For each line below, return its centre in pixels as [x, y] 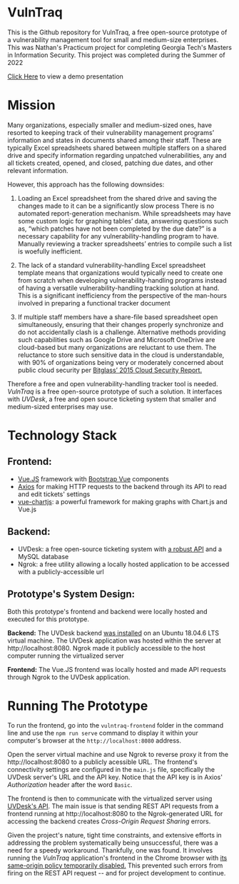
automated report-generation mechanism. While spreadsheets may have [124, 213]
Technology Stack [62, 436]
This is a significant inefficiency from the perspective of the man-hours [122, 295]
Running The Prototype [78, 706]
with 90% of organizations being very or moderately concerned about [121, 362]
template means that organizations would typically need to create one [120, 273]
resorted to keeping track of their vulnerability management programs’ [111, 132]
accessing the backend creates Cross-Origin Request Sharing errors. [109, 821]
